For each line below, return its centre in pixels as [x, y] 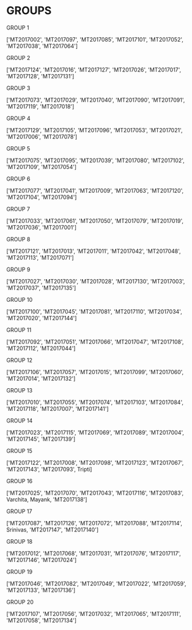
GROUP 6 [18, 179]
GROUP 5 [18, 148]
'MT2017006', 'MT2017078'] [42, 137]
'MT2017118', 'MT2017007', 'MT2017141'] [57, 408]
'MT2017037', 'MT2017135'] [41, 288]
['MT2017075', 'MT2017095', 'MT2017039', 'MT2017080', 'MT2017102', [95, 160]
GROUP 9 [18, 269]
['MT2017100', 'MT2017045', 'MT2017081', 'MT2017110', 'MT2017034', [94, 311]
